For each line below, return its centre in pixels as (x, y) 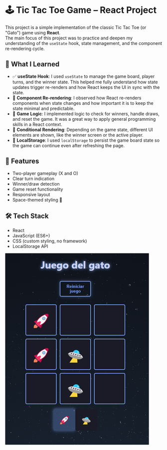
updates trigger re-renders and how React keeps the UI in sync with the (86, 87)
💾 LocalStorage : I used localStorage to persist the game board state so (86, 140)
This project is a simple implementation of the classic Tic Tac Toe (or (76, 27)
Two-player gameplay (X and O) (45, 173)
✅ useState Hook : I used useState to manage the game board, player (83, 76)
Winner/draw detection (36, 184)
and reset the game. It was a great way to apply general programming (84, 119)
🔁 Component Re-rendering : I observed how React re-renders (77, 98)
